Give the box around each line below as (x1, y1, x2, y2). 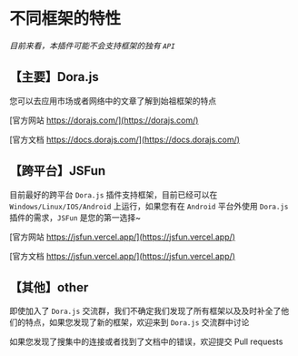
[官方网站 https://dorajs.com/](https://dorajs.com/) (9, 115, 199, 126)
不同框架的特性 (9, 8, 122, 29)
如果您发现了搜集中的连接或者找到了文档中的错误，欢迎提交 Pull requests (9, 336, 283, 347)
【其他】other (9, 280, 89, 295)
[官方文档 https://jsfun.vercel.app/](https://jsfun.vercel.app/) (9, 250, 236, 261)
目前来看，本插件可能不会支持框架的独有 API (9, 40, 175, 51)
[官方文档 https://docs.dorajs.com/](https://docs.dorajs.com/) (9, 134, 241, 145)
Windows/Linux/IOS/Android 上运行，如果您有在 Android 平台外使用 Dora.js (9, 200, 289, 211)
